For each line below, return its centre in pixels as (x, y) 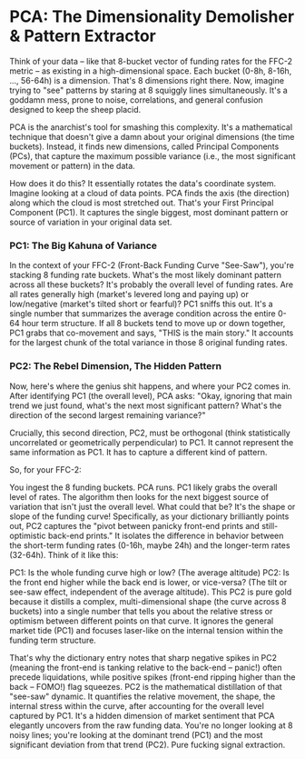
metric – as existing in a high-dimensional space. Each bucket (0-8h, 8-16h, (151, 71)
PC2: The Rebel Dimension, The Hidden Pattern (116, 366)
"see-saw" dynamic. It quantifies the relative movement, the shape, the (143, 696)
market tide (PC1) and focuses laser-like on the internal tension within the (146, 630)
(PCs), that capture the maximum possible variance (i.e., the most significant (152, 155)
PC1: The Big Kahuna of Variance (83, 245)
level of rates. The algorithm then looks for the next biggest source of (139, 496)
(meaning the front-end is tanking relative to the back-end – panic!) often (146, 667)
